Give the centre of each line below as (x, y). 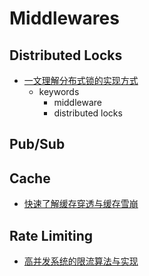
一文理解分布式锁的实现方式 (81, 80)
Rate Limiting (51, 235)
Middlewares (64, 18)
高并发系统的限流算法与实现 (81, 261)
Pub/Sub (37, 144)
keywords (59, 91)
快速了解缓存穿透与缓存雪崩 (81, 204)
